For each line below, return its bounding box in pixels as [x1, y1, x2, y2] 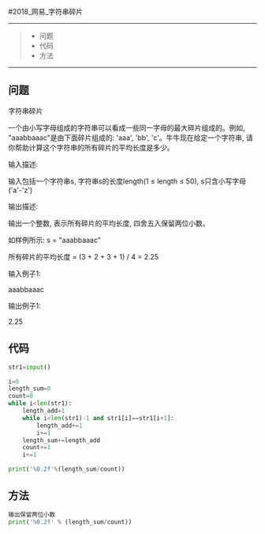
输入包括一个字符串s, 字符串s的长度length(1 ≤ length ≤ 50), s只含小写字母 [8, 176, 246, 186]
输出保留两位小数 [8, 510, 56, 518]
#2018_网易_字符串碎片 [8, 7, 84, 16]
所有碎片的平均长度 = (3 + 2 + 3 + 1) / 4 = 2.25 [8, 252, 159, 261]
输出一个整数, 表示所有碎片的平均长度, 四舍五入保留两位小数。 [8, 218, 210, 228]
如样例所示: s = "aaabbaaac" [8, 235, 101, 244]
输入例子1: [8, 268, 41, 278]
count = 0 [8, 392, 34, 400]
